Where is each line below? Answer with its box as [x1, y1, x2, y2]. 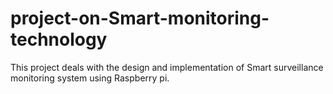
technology [10, 28, 108, 51]
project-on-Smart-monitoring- [10, 7, 270, 30]
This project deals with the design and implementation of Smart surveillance [10, 61, 324, 73]
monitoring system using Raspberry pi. [10, 72, 170, 84]
